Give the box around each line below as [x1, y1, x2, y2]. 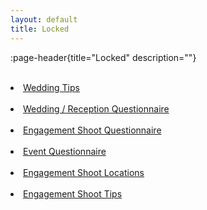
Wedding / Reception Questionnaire [23, 102, 170, 115]
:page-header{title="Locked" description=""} [10, 51, 197, 63]
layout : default [10, 14, 78, 25]
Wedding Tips [23, 81, 80, 93]
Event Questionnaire [23, 145, 107, 157]
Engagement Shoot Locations [23, 166, 145, 178]
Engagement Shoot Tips [23, 187, 123, 200]
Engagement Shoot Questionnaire [23, 124, 162, 136]
